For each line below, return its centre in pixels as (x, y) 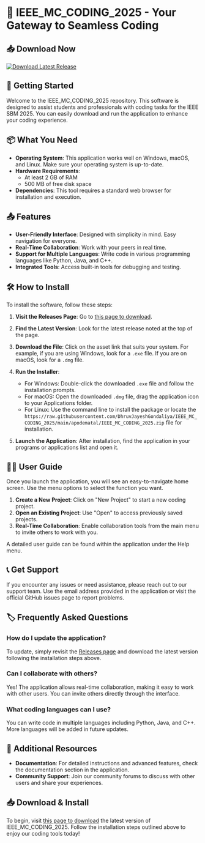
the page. (27, 335)
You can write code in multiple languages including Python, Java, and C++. (101, 723)
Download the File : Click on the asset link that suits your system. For (102, 347)
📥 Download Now (41, 49)
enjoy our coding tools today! (43, 833)
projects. (26, 519)
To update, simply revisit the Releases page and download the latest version (102, 652)
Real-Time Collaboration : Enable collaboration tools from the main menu (107, 526)
